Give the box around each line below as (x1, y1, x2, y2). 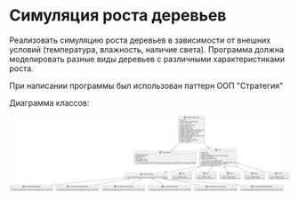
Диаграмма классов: (9, 97, 90, 108)
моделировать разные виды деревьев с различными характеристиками (9, 53, 286, 64)
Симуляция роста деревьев (9, 5, 227, 26)
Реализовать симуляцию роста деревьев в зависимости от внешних (9, 35, 271, 45)
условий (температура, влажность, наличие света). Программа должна (9, 44, 285, 54)
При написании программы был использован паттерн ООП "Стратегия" (9, 80, 284, 91)
